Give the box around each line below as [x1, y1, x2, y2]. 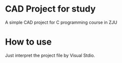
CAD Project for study [5, 3, 96, 15]
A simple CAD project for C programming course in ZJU [5, 19, 118, 25]
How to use [5, 36, 52, 47]
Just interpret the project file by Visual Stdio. [5, 52, 96, 58]
